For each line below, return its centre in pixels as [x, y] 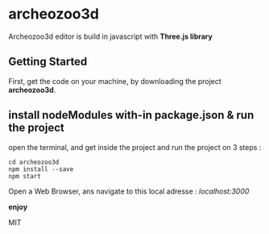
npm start [25, 176]
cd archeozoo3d [34, 162]
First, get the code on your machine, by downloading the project [115, 81]
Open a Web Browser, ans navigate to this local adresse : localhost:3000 [129, 191]
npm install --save [41, 169]
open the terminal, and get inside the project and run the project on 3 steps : [135, 147]
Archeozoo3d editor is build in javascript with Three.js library [111, 36]
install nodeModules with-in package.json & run [131, 115]
